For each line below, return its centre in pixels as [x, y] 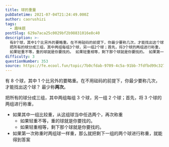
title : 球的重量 [21, 10]
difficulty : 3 [20, 56]
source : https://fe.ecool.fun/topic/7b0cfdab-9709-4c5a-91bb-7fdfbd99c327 [85, 66]
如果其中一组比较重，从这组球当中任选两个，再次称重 [68, 115]
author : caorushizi [26, 19]
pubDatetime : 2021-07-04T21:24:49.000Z [47, 15]
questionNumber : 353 [27, 61]
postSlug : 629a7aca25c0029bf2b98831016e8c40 [53, 33]
